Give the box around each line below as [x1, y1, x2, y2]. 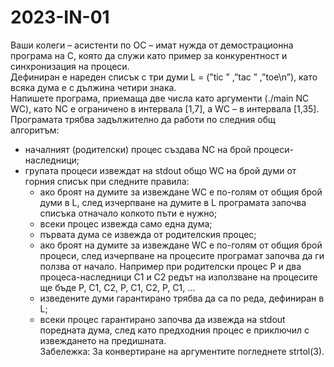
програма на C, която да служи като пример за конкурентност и [10, 49, 288, 61]
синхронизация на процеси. [10, 60, 130, 72]
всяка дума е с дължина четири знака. [10, 81, 177, 93]
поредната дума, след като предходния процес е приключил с [39, 324, 310, 336]
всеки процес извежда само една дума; [39, 217, 213, 230]
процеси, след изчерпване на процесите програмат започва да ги [39, 249, 325, 261]
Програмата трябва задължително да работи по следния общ [10, 113, 276, 125]
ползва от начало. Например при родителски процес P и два [39, 260, 302, 272]
